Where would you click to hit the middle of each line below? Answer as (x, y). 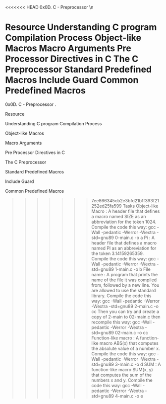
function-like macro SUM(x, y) (122, 369)
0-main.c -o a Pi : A (135, 238)
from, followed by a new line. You (125, 285)
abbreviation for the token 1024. (124, 222)
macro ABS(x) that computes (129, 343)
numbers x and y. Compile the (122, 380)
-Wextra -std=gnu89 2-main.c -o (125, 306)
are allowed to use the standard (124, 290)
